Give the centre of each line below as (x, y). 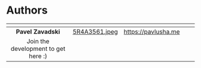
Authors (27, 10)
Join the (38, 41)
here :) (38, 56)
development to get (38, 48)
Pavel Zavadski (38, 31)
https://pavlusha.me (152, 31)
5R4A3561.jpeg (95, 31)
